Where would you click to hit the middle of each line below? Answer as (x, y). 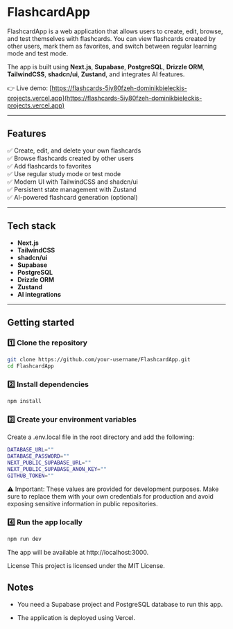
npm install (24, 402)
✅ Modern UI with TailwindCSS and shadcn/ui (73, 182)
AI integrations (39, 294)
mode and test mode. (37, 53)
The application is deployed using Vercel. (76, 617)
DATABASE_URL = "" (31, 450)
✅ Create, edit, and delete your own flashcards (74, 150)
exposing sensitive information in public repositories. (83, 503)
